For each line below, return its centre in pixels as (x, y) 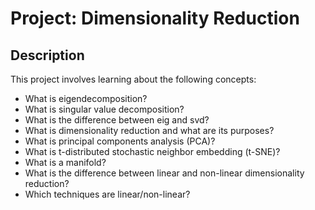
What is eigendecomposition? (86, 98)
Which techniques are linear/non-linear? (107, 194)
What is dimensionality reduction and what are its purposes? (149, 130)
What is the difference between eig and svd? (117, 120)
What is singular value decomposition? (104, 109)
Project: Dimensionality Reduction (155, 18)
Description (47, 55)
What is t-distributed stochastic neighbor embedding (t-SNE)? (152, 151)
